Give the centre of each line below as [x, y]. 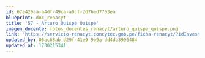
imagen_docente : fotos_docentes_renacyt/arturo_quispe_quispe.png [92, 29]
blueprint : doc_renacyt [36, 18]
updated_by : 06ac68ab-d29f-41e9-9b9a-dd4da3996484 [72, 40]
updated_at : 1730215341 [36, 46]
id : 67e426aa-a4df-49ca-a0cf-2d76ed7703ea [61, 12]
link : [13, 34]
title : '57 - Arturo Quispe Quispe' [52, 23]
